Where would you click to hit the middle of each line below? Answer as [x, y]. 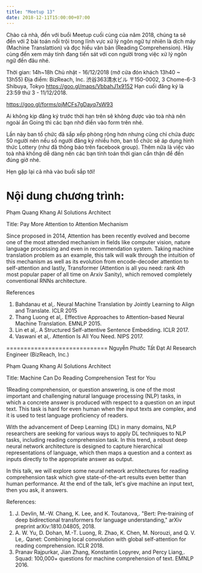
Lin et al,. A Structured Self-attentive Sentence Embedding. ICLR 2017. [102, 330]
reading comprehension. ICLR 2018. [59, 546]
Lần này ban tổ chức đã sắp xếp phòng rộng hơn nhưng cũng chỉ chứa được [100, 134]
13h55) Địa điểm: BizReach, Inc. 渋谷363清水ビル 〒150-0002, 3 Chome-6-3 [101, 79]
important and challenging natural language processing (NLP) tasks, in [94, 396]
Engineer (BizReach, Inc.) [38, 355]
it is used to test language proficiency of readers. [67, 415]
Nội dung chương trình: [65, 196]
